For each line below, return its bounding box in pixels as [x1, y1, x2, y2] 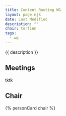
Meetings [5, 64, 36, 72]
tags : [5, 31, 16, 36]
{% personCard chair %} [5, 105, 56, 111]
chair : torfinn [5, 26, 37, 31]
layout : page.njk [5, 12, 41, 17]
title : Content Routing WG [5, 7, 61, 13]
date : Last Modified [5, 17, 48, 22]
